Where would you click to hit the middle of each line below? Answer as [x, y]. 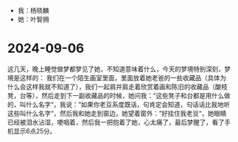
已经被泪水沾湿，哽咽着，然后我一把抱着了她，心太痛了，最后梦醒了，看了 [116, 122]
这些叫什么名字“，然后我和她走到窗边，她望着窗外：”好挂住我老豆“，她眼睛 [117, 113]
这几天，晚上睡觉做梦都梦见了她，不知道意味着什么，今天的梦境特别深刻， [116, 69]
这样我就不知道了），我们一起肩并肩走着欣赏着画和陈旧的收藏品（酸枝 [127, 87]
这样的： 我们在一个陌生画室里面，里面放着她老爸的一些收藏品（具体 [120, 77]
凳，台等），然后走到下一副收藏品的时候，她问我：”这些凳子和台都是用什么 [116, 95]
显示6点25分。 [35, 131]
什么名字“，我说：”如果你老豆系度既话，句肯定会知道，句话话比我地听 [128, 104]
